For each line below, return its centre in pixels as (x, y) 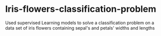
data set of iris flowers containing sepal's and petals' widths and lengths (80, 28)
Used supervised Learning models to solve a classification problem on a (80, 23)
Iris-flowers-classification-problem (81, 9)
